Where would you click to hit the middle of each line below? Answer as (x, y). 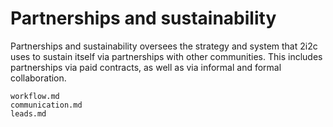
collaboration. (38, 78)
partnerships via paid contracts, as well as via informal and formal (146, 67)
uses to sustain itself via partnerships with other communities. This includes (166, 56)
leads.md (28, 113)
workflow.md (35, 96)
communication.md (46, 105)
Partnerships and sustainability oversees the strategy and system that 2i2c (164, 46)
